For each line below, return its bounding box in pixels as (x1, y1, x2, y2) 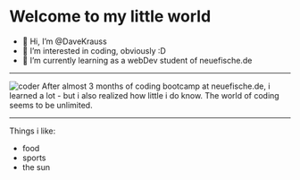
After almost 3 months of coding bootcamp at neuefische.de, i (41, 81, 271, 91)
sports (21, 152, 46, 163)
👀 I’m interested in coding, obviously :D (21, 45, 167, 56)
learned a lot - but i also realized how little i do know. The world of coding (9, 90, 279, 100)
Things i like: (9, 125, 56, 136)
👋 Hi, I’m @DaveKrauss (21, 36, 107, 47)
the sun (21, 161, 51, 172)
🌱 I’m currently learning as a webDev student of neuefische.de (21, 55, 253, 65)
